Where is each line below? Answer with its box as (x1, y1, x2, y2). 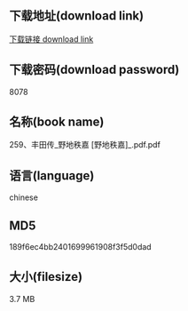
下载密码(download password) (9, 62, 180, 77)
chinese (9, 192, 38, 203)
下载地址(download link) (9, 8, 145, 24)
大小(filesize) (9, 269, 82, 284)
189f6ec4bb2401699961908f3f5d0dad (9, 242, 153, 252)
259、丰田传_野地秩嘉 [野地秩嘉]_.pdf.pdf (9, 140, 161, 150)
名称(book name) (9, 115, 105, 130)
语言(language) (9, 168, 95, 183)
